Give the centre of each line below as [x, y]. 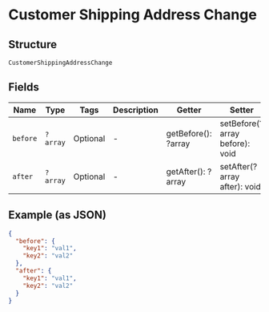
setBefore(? [242, 124]
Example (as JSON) [57, 215]
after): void [241, 186]
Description [136, 110]
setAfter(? [239, 166]
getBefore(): [189, 133]
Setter [242, 110]
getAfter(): [186, 172]
